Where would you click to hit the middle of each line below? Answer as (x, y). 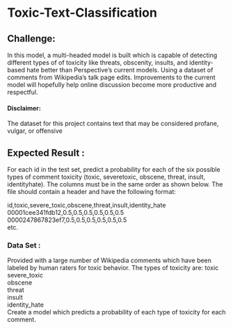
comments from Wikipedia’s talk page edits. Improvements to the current (111, 77)
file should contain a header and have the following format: (91, 192)
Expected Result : (46, 153)
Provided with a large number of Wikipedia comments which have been (110, 260)
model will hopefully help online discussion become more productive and (112, 85)
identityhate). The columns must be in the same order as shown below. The (115, 184)
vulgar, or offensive (35, 131)
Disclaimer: (24, 108)
